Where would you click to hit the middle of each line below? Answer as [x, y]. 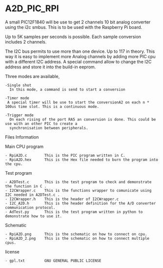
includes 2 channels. [26, 41]
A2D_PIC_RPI [32, 9]
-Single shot [18, 85]
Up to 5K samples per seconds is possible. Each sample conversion [73, 37]
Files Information [22, 137]
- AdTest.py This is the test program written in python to [74, 212]
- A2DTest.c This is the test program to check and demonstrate [78, 182]
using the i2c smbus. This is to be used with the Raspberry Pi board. [74, 27]
